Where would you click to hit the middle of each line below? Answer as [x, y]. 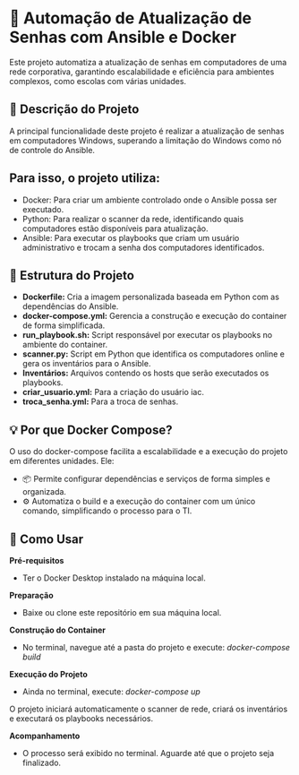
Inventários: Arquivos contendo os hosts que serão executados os [145, 373]
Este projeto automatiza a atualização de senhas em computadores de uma [148, 62]
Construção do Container [57, 630]
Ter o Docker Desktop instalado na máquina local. [114, 578]
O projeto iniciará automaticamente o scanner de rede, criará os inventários [149, 709]
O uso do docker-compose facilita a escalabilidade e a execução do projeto [149, 452]
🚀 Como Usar [47, 539]
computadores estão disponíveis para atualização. [115, 228]
